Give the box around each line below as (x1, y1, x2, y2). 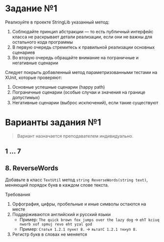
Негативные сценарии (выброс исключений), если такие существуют (12, 99, 159, 105)
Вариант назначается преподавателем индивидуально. (17, 133, 134, 139)
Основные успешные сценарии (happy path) (12, 84, 105, 90)
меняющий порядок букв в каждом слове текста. (5, 182, 109, 188)
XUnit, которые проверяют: (5, 74, 62, 80)
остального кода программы (12, 39, 73, 45)
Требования (5, 192, 30, 197)
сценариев (12, 49, 35, 55)
